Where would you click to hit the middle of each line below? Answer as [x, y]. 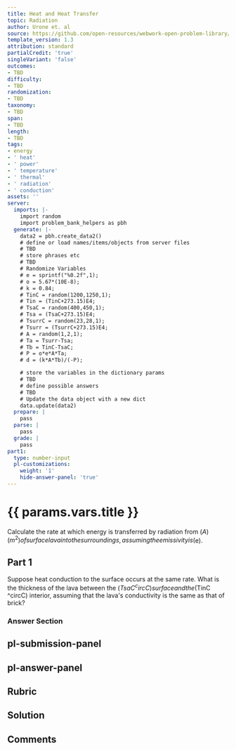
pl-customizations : [42, 465]
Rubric [22, 692]
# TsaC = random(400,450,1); [63, 308]
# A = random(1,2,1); [51, 334]
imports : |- [31, 210]
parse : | [26, 425]
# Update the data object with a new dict [83, 399]
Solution [26, 715]
